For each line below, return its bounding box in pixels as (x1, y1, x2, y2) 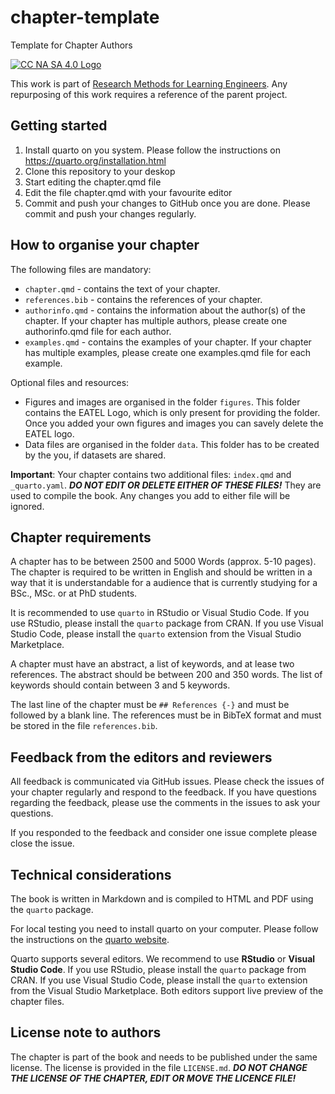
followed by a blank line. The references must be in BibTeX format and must (10, 709, 322, 721)
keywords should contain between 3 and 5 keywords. (10, 679, 231, 691)
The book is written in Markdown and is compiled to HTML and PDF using (10, 893, 314, 905)
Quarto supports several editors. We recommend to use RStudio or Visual (10, 953, 316, 965)
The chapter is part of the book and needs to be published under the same (10, 1051, 318, 1063)
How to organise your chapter (10, 237, 200, 254)
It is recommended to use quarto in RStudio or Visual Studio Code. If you (10, 607, 310, 619)
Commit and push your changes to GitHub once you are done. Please (24, 197, 311, 209)
